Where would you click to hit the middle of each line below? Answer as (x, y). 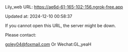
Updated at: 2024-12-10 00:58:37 (39, 16)
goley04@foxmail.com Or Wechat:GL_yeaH (48, 44)
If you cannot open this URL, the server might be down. (60, 26)
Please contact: (21, 35)
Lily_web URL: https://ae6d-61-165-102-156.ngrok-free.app (64, 7)
